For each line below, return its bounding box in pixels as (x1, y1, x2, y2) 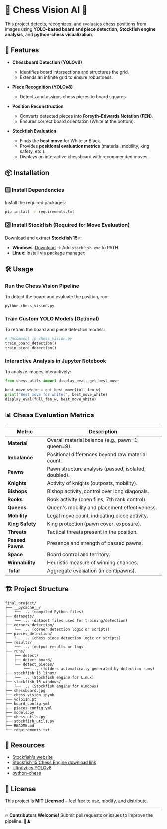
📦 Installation (5, 169, 50, 177)
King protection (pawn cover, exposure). (47, 520, 142, 527)
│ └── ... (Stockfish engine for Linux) (5, 675, 94, 680)
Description (89, 428, 118, 435)
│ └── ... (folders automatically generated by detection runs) (5, 666, 155, 671)
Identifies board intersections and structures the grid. (19, 69, 129, 75)
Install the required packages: (5, 200, 66, 206)
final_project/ (5, 600, 37, 606)
